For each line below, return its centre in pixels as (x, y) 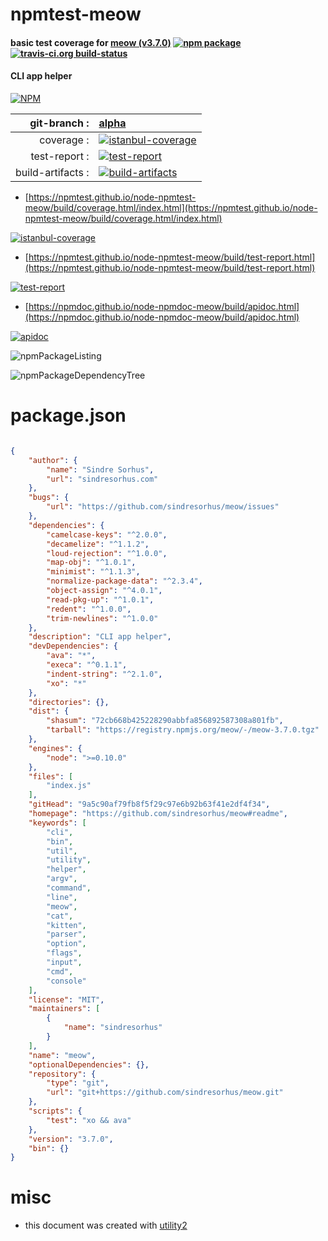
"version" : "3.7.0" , (71, 1139)
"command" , (69, 888)
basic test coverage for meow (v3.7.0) (91, 42)
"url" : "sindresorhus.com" (102, 479)
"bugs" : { (49, 498)
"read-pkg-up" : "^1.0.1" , (100, 599)
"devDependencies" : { (73, 646)
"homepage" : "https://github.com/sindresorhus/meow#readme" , (158, 814)
